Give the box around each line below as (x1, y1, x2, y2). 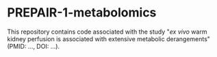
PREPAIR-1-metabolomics (7, 5, 157, 21)
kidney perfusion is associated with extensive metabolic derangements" (7, 34, 211, 43)
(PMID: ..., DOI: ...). (7, 42, 60, 50)
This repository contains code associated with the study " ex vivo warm (7, 27, 207, 36)
